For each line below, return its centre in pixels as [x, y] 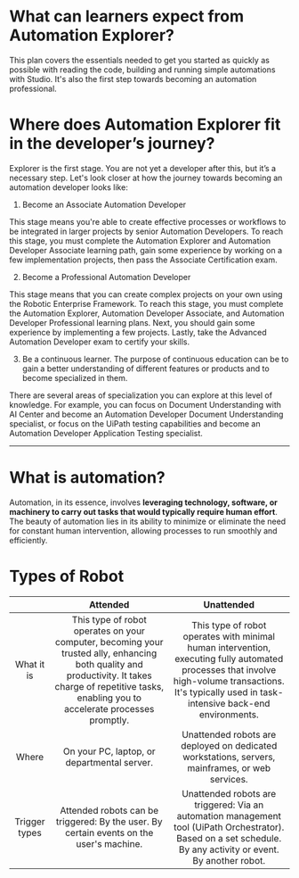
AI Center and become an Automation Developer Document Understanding [146, 414]
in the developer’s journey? [112, 144]
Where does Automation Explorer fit [145, 124]
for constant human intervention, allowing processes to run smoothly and [143, 530]
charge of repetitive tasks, [109, 686]
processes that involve [229, 669]
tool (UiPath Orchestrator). [229, 827]
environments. [229, 714]
